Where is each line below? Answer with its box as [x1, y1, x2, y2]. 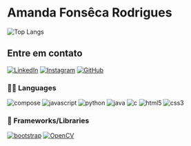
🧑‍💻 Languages [7, 83, 57, 92]
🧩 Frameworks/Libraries [7, 116, 90, 125]
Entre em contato [7, 48, 83, 59]
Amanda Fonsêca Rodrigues [7, 5, 172, 21]
